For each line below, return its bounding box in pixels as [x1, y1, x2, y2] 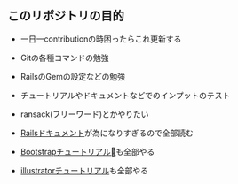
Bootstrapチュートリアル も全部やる [20, 146, 155, 157]
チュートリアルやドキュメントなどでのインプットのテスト [20, 89, 231, 100]
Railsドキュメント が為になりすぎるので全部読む [20, 127, 194, 138]
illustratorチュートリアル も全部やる [20, 165, 149, 175]
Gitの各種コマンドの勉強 [20, 52, 109, 63]
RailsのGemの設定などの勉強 [20, 71, 125, 81]
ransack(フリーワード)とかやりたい [20, 109, 149, 119]
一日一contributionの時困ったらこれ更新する [20, 34, 182, 44]
